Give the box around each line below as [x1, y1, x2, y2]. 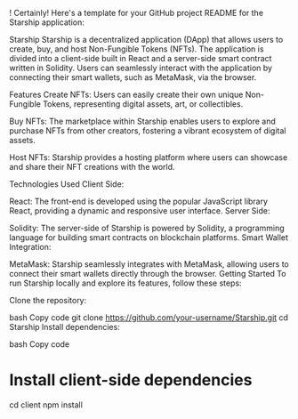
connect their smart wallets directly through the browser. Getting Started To [9, 269, 286, 278]
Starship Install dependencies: [9, 322, 120, 332]
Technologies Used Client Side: [9, 179, 125, 189]
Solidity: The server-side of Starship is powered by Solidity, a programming [9, 222, 285, 233]
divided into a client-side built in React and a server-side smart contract [9, 53, 272, 63]
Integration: [9, 242, 52, 252]
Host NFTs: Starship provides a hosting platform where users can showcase [9, 152, 288, 163]
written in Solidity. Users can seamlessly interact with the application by [9, 62, 273, 73]
